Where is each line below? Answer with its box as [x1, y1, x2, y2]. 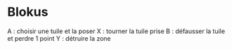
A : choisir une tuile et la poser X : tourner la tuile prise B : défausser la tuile [7, 27, 226, 35]
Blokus [7, 4, 49, 20]
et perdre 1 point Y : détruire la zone [7, 34, 111, 42]
